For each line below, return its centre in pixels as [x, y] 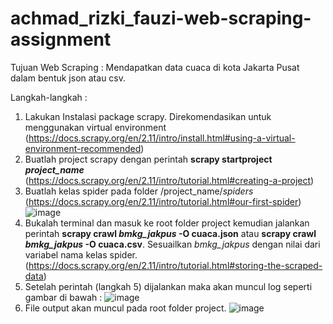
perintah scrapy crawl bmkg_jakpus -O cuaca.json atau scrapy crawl [170, 233]
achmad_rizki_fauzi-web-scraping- [161, 18]
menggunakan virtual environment [95, 127]
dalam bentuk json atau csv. [68, 78]
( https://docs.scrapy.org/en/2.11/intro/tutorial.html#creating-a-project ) [169, 180]
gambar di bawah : [63, 297]
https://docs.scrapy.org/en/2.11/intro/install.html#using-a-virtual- [162, 138]
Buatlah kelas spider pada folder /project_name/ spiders [139, 191]
